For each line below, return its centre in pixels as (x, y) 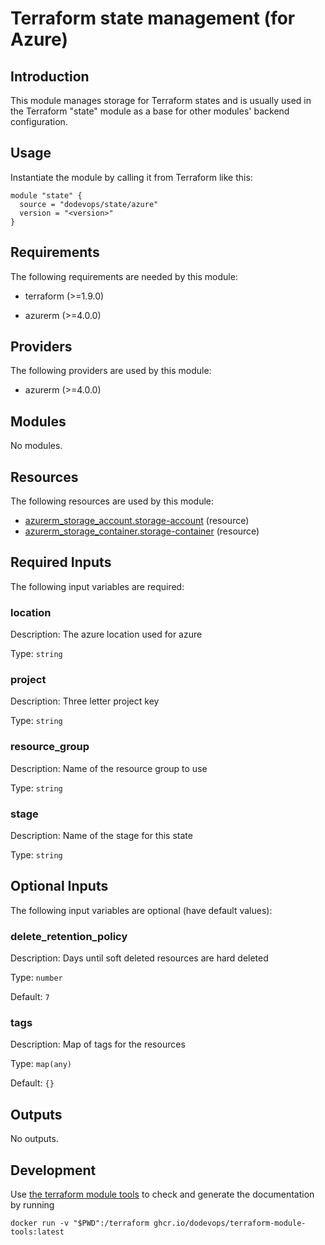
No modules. (36, 446)
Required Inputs (61, 562)
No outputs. (34, 1139)
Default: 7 (30, 997)
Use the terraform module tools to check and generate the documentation (162, 1194)
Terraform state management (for (153, 18)
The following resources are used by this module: (112, 501)
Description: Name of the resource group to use (109, 768)
